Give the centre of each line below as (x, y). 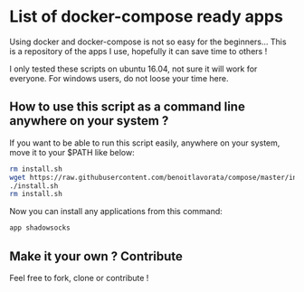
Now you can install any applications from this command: (116, 212)
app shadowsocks (40, 228)
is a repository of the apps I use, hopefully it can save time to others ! (138, 51)
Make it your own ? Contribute (96, 256)
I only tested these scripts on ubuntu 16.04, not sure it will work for (133, 69)
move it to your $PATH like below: (72, 152)
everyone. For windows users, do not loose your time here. (119, 78)
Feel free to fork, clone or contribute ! (79, 278)
